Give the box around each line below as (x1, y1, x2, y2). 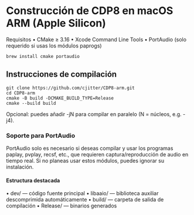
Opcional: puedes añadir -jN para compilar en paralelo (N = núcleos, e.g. (6, 110, 182, 118)
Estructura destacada (6, 177, 60, 184)
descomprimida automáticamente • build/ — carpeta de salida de (6, 196, 164, 203)
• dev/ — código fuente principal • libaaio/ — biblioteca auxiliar (6, 190, 159, 197)
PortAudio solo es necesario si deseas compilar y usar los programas (6, 145, 173, 152)
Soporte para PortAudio (6, 131, 75, 139)
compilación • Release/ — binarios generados (6, 202, 117, 209)
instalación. (6, 163, 34, 170)
